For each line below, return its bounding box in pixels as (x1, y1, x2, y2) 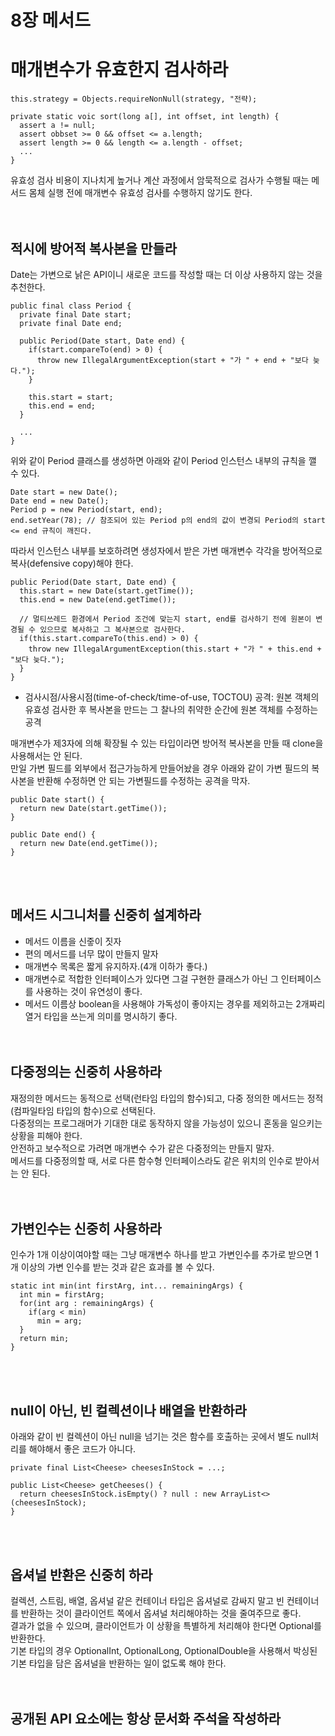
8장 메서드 (10, 9, 91, 32)
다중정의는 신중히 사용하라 (10, 1064, 162, 1081)
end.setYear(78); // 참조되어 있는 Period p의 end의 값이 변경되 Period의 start (10, 515, 326, 525)
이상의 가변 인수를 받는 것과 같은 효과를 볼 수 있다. (20, 1261, 215, 1273)
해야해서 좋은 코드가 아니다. (28, 1443, 137, 1455)
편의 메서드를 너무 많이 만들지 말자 (24, 947, 159, 960)
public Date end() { (10, 829, 97, 840)
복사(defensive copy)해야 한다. (10, 557, 134, 569)
